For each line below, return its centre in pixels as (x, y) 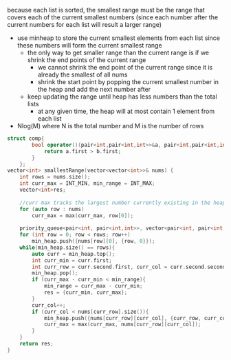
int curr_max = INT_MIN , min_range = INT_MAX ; (87, 183)
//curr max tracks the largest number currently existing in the (115, 203)
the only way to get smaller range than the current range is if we (118, 52)
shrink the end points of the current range (87, 60)
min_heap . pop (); (55, 273)
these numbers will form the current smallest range (90, 45)
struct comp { (26, 139)
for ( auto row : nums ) (52, 209)
